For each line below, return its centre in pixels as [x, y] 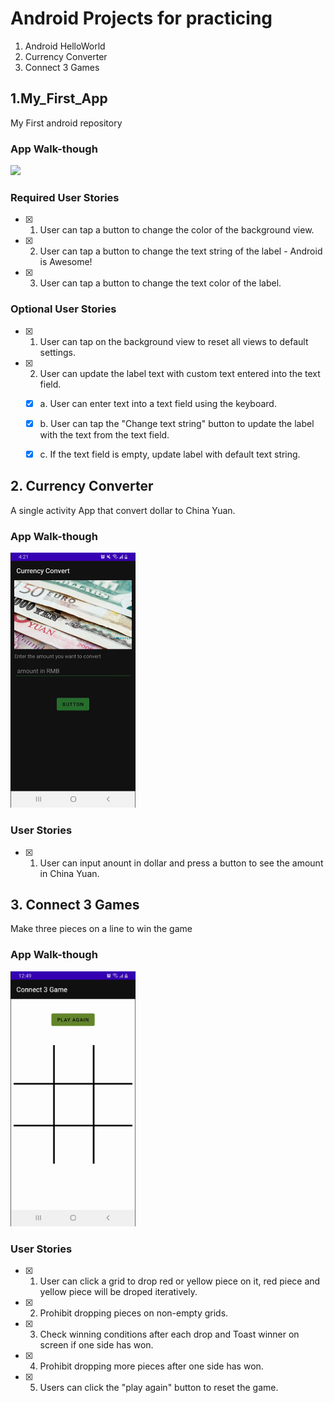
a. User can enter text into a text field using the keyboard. [158, 403]
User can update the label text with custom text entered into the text [180, 373]
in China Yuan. [69, 873]
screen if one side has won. [96, 1345]
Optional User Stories [63, 309]
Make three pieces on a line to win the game [101, 929]
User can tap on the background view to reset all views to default [174, 341]
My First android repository [66, 123]
